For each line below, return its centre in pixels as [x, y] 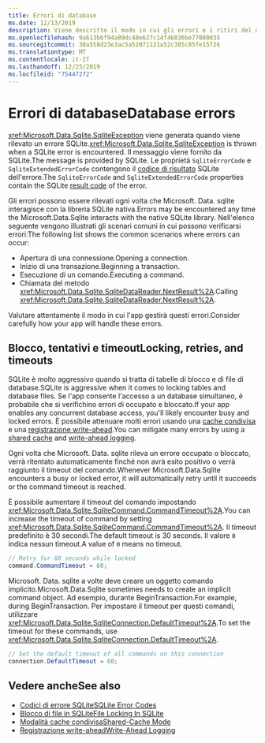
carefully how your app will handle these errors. [86, 323]
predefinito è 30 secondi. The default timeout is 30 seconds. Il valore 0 [122, 536]
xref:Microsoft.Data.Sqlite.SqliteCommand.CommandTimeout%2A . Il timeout [132, 527]
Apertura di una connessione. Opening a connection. [104, 258]
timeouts [31, 360]
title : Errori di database [52, 15]
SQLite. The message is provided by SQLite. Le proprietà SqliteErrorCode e [130, 160]
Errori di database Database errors [122, 113]
